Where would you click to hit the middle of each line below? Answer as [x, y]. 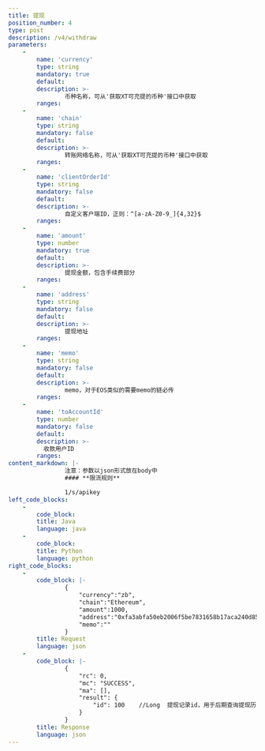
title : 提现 [26, 15]
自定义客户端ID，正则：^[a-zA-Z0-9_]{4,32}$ [132, 214]
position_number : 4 [40, 23]
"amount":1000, [103, 610]
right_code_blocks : [40, 565]
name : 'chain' [60, 118]
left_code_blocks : [38, 499]
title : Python [60, 551]
